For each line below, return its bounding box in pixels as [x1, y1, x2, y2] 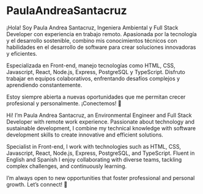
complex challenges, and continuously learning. [6, 162, 127, 170]
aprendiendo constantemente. [6, 81, 83, 89]
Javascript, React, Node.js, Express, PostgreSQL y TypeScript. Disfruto [6, 68, 185, 75]
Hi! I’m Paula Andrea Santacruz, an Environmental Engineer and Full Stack [6, 111, 192, 119]
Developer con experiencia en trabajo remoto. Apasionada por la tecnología [6, 30, 197, 37]
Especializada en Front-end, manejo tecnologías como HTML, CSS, [6, 62, 175, 69]
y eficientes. [6, 50, 38, 57]
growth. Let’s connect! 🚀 [6, 181, 68, 188]
